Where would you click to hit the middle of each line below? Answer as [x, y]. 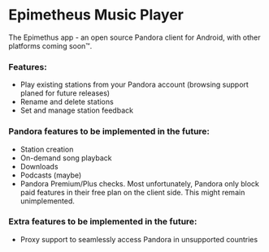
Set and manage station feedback [77, 110]
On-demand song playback [66, 158]
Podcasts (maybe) [51, 175]
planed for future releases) [65, 93]
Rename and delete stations [67, 102]
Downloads [39, 166]
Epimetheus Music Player [96, 15]
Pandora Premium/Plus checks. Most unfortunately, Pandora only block [140, 183]
